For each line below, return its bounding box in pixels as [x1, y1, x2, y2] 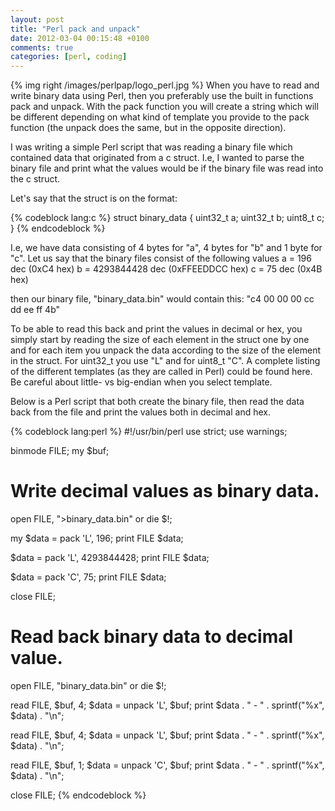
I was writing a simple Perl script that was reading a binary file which [10, 141, 293, 153]
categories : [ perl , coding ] [10, 52, 128, 62]
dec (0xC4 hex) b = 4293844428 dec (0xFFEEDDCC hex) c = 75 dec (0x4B [10, 263, 323, 275]
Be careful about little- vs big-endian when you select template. [10, 376, 273, 388]
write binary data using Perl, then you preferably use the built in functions [10, 90, 314, 102]
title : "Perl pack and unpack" [10, 24, 141, 34]
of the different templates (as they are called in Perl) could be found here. [10, 366, 313, 378]
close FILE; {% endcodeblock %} [10, 789, 147, 801]
